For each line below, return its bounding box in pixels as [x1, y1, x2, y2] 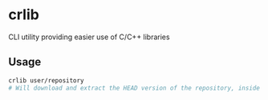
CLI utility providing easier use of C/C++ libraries [8, 32, 170, 42]
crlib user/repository [8, 76, 84, 85]
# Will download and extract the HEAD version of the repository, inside [8, 84, 261, 92]
